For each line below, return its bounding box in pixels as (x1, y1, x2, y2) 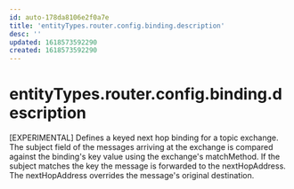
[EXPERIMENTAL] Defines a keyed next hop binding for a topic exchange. (9, 132, 279, 143)
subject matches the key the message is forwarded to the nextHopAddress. (9, 161, 287, 171)
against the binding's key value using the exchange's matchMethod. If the (9, 152, 281, 162)
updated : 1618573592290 (9, 37, 98, 47)
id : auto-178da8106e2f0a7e (9, 12, 110, 22)
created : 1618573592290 (9, 46, 98, 55)
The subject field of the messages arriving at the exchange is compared (9, 142, 274, 153)
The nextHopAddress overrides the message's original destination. (9, 170, 255, 181)
